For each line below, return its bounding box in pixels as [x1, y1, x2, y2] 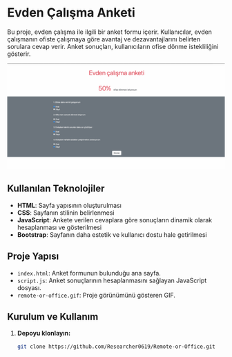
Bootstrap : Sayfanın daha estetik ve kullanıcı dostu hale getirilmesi [17, 230, 207, 239]
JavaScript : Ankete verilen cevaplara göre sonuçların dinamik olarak [17, 215, 213, 224]
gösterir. [7, 50, 31, 58]
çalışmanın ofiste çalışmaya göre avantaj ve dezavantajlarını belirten [7, 35, 201, 43]
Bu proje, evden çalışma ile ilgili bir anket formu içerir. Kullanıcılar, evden [7, 28, 213, 36]
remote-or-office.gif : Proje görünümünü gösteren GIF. [17, 291, 176, 299]
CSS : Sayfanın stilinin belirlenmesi [17, 209, 115, 217]
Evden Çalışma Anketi [7, 5, 136, 21]
